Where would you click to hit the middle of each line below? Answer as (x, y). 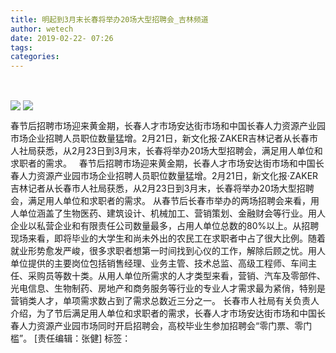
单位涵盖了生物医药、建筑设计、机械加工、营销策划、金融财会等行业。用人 (172, 213)
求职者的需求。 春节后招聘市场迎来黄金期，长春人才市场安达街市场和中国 (163, 163)
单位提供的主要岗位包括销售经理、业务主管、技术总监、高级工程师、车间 (159, 263)
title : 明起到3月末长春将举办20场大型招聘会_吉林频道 (109, 19)
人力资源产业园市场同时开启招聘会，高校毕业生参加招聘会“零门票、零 (161, 326)
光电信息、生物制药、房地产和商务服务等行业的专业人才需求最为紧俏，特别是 (168, 288)
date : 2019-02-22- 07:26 (62, 38)
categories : (35, 57)
